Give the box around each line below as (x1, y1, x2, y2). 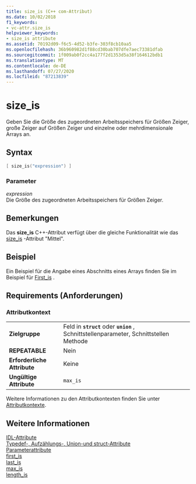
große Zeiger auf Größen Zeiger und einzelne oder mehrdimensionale (6, 125, 173, 132)
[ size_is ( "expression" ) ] (6, 163, 72, 169)
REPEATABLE (9, 347, 47, 355)
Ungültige (9, 373, 37, 381)
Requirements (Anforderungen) (6, 291, 124, 301)
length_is (6, 471, 28, 478)
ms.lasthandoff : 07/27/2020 (6, 68, 75, 74)
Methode (63, 337, 88, 345)
